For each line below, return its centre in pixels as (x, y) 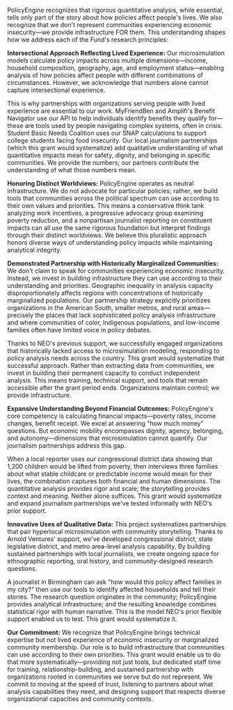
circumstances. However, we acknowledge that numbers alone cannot (108, 82)
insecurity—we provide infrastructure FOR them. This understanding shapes (116, 32)
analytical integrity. (34, 250)
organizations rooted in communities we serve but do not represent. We (110, 677)
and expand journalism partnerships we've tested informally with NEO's (110, 503)
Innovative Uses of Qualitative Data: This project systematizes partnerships (117, 524)
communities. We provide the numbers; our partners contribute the (103, 162)
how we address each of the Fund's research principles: (88, 40)
